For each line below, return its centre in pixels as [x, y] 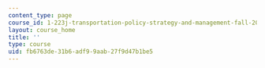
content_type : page [40, 15]
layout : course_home [42, 30]
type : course [30, 45]
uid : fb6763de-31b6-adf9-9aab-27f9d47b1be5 [81, 52]
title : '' [24, 37]
